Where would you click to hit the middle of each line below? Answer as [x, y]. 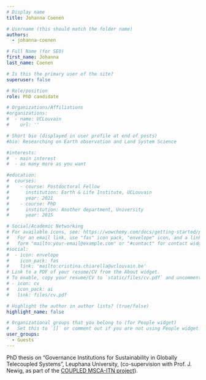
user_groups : [23, 334]
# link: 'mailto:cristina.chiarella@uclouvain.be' [77, 266]
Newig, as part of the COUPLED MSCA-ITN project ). [72, 370]
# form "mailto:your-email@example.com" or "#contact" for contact [97, 243]
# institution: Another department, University [75, 210]
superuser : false [29, 80]
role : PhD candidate [33, 97]
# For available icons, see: [44, 232]
